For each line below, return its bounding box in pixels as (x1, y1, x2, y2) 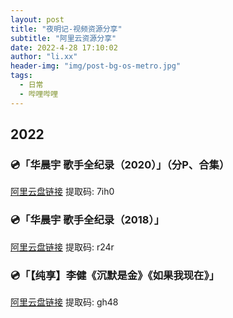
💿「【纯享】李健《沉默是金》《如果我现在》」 (10, 268, 220, 282)
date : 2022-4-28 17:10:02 (10, 42, 118, 53)
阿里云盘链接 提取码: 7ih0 (10, 186, 115, 198)
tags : (10, 71, 33, 81)
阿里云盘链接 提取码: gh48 (10, 296, 119, 308)
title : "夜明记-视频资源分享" (10, 24, 123, 34)
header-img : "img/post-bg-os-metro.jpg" (10, 61, 182, 71)
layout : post (10, 14, 65, 25)
